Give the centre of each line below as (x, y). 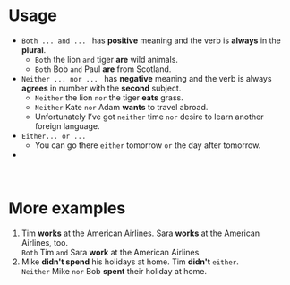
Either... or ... (54, 136)
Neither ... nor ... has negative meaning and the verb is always (146, 78)
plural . (34, 49)
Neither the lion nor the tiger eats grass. (109, 97)
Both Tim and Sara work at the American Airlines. (111, 252)
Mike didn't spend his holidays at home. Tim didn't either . (130, 262)
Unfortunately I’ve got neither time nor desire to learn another (149, 117)
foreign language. (67, 125)
